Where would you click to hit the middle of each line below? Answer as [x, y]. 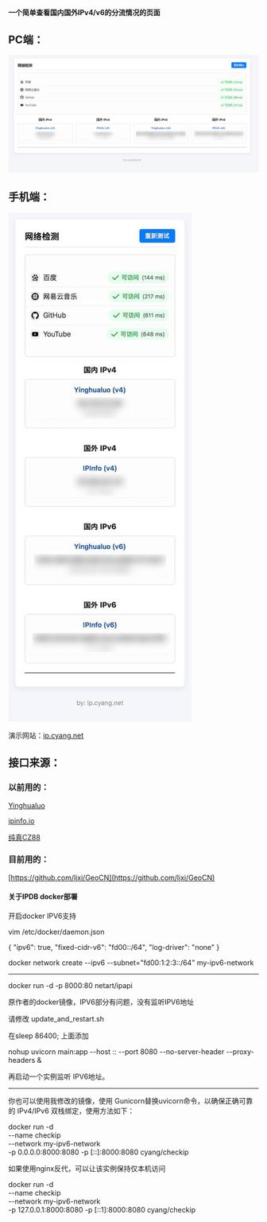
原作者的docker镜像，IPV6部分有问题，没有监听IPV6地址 [101, 1002]
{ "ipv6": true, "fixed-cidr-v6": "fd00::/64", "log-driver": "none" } [114, 948]
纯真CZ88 [25, 837]
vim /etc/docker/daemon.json [56, 932]
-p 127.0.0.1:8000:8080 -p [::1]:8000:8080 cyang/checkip [102, 1210]
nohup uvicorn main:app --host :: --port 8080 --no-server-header [116, 1052]
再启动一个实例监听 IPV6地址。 [59, 1076]
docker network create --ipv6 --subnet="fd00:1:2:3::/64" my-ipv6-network [131, 963]
